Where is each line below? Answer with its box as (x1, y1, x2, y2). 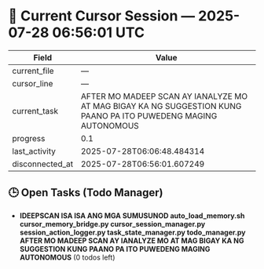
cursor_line (12, 78, 53, 89)
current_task (12, 105, 59, 116)
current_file (12, 65, 54, 76)
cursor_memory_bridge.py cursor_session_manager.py (19, 219, 206, 228)
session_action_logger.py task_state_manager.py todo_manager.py (19, 227, 246, 237)
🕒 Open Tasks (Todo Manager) (8, 186, 163, 199)
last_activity (12, 145, 57, 156)
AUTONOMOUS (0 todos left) (19, 253, 115, 262)
